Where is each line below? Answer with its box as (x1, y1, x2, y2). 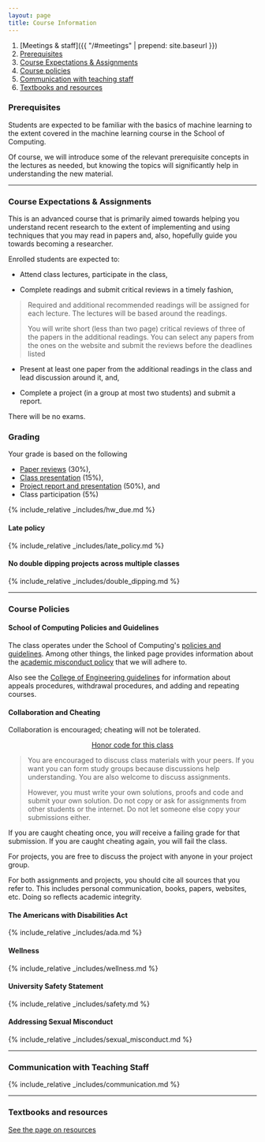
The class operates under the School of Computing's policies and (8, 640, 222, 650)
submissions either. (27, 813, 91, 822)
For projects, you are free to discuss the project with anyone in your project (8, 852, 253, 861)
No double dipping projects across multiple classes (8, 559, 180, 568)
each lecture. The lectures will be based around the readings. (27, 309, 227, 318)
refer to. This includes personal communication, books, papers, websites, (8, 884, 247, 893)
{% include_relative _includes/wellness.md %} (8, 964, 159, 973)
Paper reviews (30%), (19, 465, 91, 474)
